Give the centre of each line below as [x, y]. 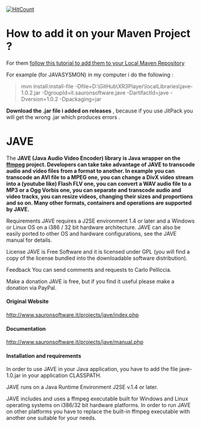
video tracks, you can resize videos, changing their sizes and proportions [100, 196]
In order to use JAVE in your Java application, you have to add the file [92, 369]
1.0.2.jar [31, 93]
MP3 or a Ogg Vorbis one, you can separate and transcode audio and [94, 190]
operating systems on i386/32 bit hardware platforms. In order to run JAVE [98, 405]
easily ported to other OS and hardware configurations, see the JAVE [91, 233]
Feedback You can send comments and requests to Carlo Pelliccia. [89, 269]
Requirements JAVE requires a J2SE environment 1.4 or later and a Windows [100, 221]
